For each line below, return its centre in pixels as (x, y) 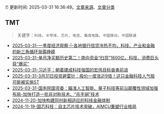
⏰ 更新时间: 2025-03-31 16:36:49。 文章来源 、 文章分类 (60, 7)
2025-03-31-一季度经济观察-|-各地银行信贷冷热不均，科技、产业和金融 (83, 45)
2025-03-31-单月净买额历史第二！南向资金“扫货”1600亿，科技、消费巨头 (85, 57)
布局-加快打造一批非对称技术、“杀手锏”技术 (56, 94)
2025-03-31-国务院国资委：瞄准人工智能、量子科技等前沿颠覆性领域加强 (85, 88)
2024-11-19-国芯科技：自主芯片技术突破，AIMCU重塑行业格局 (74, 106)
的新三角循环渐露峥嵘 (33, 51)
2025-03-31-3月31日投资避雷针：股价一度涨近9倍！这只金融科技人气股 (83, 76)
